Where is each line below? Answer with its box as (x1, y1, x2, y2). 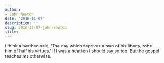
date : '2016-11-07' (5, 16, 45, 21)
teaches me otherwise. (5, 53, 52, 59)
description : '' (5, 20, 38, 26)
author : (5, 7, 21, 12)
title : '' (5, 30, 26, 34)
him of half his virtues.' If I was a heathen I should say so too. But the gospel (5, 48, 160, 54)
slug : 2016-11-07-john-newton (5, 25, 67, 30)
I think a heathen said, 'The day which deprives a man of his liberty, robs (5, 43, 152, 48)
